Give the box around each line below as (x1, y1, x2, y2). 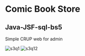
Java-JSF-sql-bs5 (5, 23, 63, 31)
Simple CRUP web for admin (5, 36, 63, 42)
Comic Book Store (5, 3, 81, 15)
